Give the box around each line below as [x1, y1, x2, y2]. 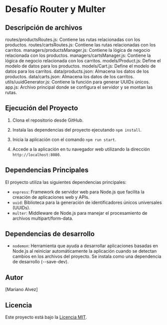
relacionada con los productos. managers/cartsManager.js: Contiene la [5, 52, 151, 58]
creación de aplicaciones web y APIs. [12, 194, 90, 200]
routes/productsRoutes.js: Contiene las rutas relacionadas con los [5, 36, 141, 42]
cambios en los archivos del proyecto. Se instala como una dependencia [12, 253, 162, 260]
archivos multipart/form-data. [12, 215, 73, 221]
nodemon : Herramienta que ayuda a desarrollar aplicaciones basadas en [12, 243, 159, 249]
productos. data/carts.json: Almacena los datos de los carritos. [5, 74, 135, 79]
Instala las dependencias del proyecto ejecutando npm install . [12, 127, 142, 133]
